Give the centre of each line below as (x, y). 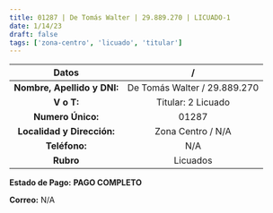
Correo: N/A (32, 200)
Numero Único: (66, 117)
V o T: (66, 102)
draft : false (34, 34)
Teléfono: (66, 146)
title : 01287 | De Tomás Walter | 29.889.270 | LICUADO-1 (120, 17)
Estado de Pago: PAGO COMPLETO (75, 183)
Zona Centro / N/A (193, 132)
